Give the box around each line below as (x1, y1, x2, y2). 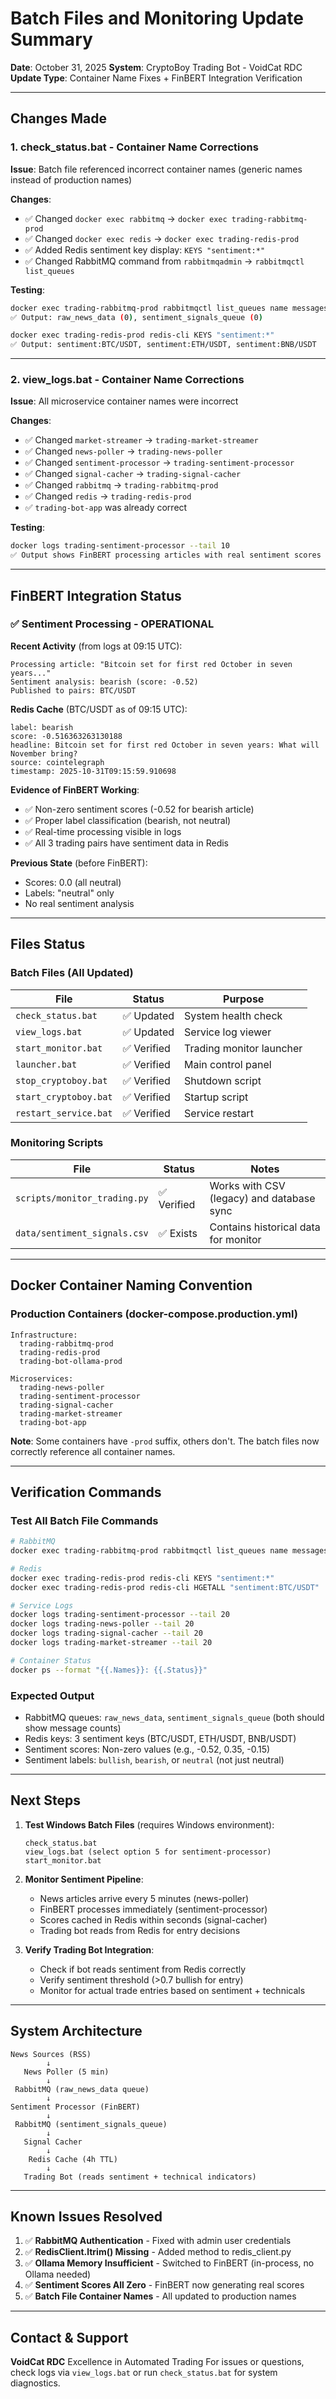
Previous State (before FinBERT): (10, 857, 148, 869)
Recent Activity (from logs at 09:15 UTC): (10, 640, 183, 652)
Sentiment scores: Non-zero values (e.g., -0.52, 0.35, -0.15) (24, 1743, 271, 1756)
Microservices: (10, 1373, 74, 1384)
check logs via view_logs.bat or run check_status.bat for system (10, 2367, 278, 2379)
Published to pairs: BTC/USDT (10, 685, 137, 696)
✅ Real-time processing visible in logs (24, 825, 182, 837)
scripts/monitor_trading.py (15, 1192, 149, 1204)
